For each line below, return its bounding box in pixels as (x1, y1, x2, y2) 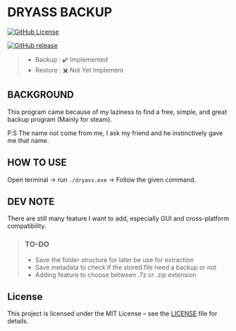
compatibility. (7, 222, 47, 230)
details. (7, 317, 29, 325)
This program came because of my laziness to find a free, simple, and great (7, 107, 228, 116)
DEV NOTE (7, 195, 55, 208)
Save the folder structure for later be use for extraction (35, 255, 194, 264)
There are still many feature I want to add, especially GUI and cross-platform (7, 214, 230, 223)
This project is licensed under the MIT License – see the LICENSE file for (7, 309, 218, 318)
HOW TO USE (7, 156, 67, 169)
